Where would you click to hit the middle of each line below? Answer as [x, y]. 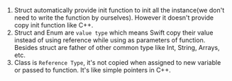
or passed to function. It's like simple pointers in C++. [93, 70]
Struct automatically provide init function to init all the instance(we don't [119, 10]
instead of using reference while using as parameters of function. [110, 40]
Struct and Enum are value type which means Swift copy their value [114, 32]
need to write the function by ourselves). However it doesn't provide [114, 18]
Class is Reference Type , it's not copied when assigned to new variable [117, 62]
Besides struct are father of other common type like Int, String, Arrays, [117, 48]
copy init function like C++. [54, 25]
